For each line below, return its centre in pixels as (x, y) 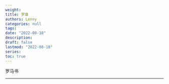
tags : (11, 28)
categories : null (23, 24)
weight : (13, 10)
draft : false (19, 42)
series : (13, 51)
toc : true (16, 56)
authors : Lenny (21, 19)
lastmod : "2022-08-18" (29, 47)
